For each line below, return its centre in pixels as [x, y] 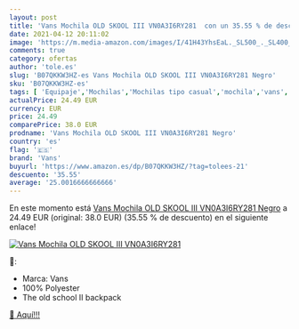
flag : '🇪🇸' [31, 149]
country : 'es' [36, 141]
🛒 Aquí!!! [25, 315]
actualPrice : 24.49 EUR [53, 100]
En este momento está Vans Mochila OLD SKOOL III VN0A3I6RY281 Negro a [148, 208]
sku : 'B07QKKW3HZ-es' [49, 84]
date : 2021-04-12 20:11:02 [59, 34]
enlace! [23, 227]
